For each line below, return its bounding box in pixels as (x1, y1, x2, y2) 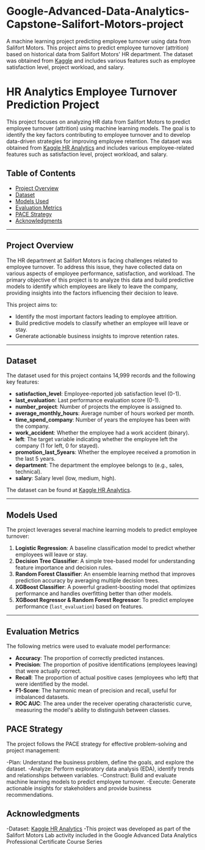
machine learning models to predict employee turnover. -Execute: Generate (6, 778, 196, 785)
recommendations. (6, 791, 54, 798)
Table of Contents (6, 168, 76, 178)
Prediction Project (6, 98, 99, 112)
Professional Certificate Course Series (6, 838, 103, 845)
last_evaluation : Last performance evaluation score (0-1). (15, 397, 160, 404)
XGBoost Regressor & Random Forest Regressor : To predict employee (15, 596, 194, 604)
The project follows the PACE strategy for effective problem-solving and (6, 740, 187, 747)
